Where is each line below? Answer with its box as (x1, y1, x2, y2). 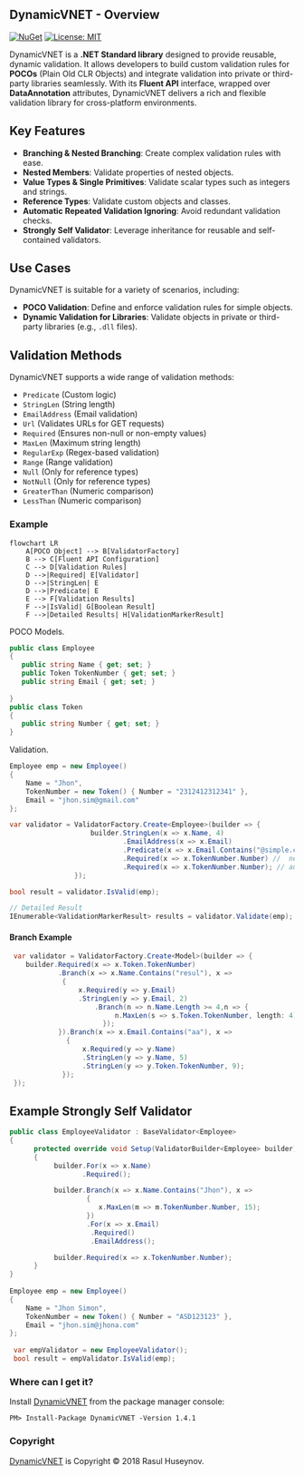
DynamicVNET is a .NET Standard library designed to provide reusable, (9, 49, 278, 60)
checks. (22, 215, 52, 226)
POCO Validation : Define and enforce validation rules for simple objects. (22, 302, 293, 313)
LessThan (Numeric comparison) (22, 495, 142, 506)
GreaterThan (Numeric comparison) (22, 485, 154, 497)
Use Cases (9, 260, 71, 276)
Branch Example (9, 932, 72, 943)
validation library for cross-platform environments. (9, 97, 197, 108)
